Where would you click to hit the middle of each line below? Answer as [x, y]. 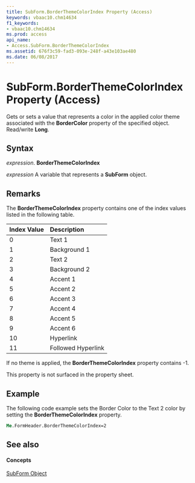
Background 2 [70, 269]
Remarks [24, 193]
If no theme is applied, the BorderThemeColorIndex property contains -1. [97, 363]
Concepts [19, 460]
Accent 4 [63, 309]
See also [23, 445]
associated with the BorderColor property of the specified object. [88, 123]
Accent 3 [63, 299]
